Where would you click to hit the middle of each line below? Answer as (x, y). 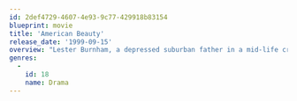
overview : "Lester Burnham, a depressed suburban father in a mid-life (144, 50)
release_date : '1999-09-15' (61, 42)
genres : (23, 58)
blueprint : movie (41, 25)
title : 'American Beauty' (57, 33)
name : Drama (47, 83)
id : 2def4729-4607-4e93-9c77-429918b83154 (88, 17)
